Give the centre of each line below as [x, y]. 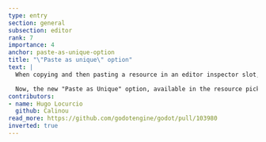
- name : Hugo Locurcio [46, 104]
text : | [21, 67]
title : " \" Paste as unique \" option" [70, 60]
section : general [37, 23]
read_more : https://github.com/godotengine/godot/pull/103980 [113, 119]
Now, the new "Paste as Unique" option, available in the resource [129, 89]
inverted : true [33, 126]
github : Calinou [42, 111]
